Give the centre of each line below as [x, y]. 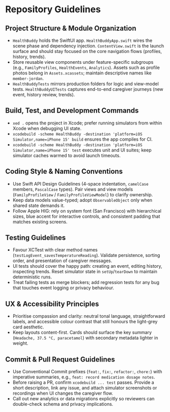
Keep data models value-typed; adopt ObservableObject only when [82, 200]
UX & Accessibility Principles [52, 304]
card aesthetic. [28, 327]
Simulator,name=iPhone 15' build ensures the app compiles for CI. [83, 139]
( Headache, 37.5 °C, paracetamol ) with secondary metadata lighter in [85, 338]
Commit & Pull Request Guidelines [60, 359]
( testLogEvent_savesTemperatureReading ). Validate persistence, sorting [86, 255]
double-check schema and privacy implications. [63, 404]
